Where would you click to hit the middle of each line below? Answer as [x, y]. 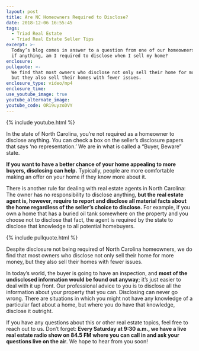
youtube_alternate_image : [38, 100]
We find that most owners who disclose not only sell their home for [99, 72]
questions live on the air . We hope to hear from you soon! [77, 341]
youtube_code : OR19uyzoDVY [39, 105]
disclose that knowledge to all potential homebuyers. [70, 226]
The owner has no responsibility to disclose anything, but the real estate [95, 194]
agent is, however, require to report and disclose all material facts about [96, 201]
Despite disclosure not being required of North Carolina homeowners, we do [99, 249]
